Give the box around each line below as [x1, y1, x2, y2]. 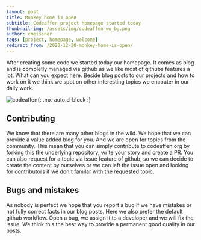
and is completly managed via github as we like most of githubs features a [6, 65, 191, 72]
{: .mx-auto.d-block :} [37, 96, 91, 103]
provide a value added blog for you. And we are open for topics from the [6, 136, 186, 143]
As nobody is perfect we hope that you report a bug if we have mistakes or [6, 201, 192, 208]
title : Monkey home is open [6, 14, 77, 20]
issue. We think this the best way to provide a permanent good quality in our [6, 220, 196, 227]
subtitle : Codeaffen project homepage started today [6, 20, 141, 26]
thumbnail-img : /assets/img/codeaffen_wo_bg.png [6, 25, 131, 32]
